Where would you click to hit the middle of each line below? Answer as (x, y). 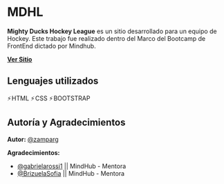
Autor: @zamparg (33, 139)
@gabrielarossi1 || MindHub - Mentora (72, 166)
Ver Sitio (20, 59)
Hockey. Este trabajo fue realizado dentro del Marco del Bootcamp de (106, 38)
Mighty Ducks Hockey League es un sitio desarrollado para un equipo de (112, 31)
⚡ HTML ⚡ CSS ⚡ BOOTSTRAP (49, 98)
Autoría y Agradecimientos (66, 123)
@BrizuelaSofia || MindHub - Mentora (71, 173)
